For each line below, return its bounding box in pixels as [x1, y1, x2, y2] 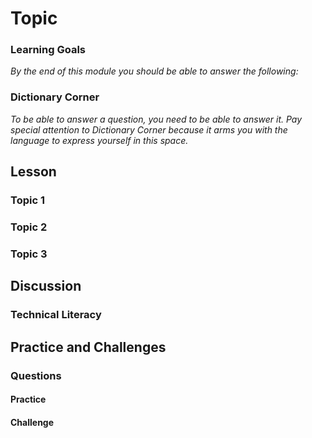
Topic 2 [10, 220, 48, 234]
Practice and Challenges [10, 338, 167, 356]
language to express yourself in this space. [10, 134, 189, 146]
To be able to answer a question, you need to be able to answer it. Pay [10, 113, 303, 125]
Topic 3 [10, 247, 48, 261]
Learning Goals [10, 43, 87, 57]
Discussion [10, 278, 82, 295]
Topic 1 [10, 193, 45, 207]
